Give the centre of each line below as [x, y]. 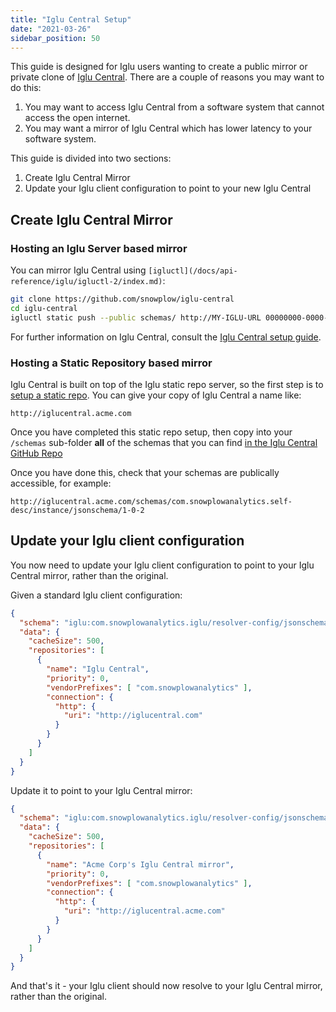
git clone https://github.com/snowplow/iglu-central [122, 299]
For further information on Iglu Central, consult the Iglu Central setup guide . [166, 337]
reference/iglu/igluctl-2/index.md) [86, 282]
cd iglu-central [44, 308]
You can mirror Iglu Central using [78, 270]
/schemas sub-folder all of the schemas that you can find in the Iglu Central [164, 442]
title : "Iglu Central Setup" [71, 19]
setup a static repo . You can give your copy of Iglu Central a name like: [156, 395]
